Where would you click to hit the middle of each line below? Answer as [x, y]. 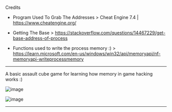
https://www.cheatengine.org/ [45, 23]
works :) [14, 79]
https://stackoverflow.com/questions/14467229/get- [110, 33]
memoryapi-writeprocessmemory [48, 59]
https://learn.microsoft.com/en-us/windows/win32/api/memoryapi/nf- [87, 54]
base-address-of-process [40, 38]
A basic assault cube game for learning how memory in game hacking [79, 74]
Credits [13, 7]
